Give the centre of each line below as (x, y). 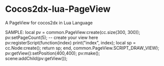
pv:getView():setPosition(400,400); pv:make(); (53, 53)
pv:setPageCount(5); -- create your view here (52, 37)
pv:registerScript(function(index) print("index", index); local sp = (71, 42)
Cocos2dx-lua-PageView (58, 9)
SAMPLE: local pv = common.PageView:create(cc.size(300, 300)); (73, 32)
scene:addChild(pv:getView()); (36, 58)
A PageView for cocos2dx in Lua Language (49, 23)
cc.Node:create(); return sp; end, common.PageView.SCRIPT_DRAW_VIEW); (82, 48)
